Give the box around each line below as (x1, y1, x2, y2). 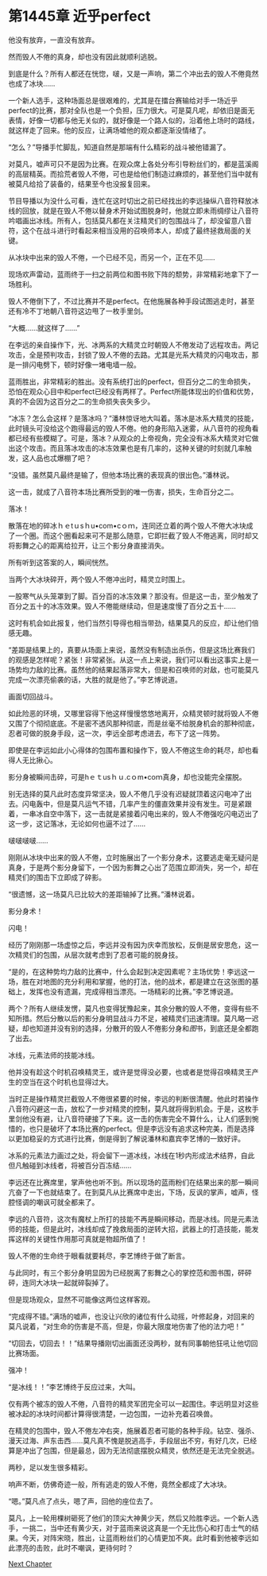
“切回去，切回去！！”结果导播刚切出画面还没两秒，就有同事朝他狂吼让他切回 (8, 1338, 258, 1348)
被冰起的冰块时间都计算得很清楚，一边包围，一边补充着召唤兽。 (8, 1408, 217, 1419)
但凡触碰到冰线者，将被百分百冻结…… (8, 1160, 133, 1170)
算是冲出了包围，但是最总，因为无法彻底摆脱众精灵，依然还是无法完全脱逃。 (8, 1446, 259, 1455)
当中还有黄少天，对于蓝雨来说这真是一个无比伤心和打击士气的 (49, 1523, 252, 1532)
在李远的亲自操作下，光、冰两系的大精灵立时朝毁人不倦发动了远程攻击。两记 (8, 339, 259, 350)
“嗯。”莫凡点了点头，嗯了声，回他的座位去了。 (8, 1496, 157, 1506)
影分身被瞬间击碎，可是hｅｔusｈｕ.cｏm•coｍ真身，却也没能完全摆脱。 (8, 772, 246, 781)
